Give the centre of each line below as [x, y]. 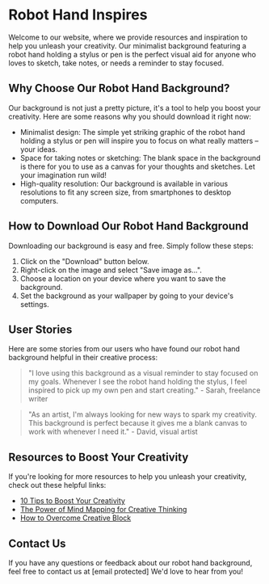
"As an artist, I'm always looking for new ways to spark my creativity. [142, 414]
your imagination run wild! [63, 174]
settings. [35, 304]
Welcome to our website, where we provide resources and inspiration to [128, 37]
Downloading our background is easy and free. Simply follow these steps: [131, 246]
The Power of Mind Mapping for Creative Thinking [103, 510]
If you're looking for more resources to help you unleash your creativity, [128, 477]
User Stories [40, 329]
